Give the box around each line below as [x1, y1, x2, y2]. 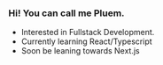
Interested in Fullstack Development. [20, 27, 155, 38]
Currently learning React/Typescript [20, 36, 152, 47]
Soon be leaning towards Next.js [20, 46, 141, 56]
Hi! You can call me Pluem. [8, 7, 125, 19]
